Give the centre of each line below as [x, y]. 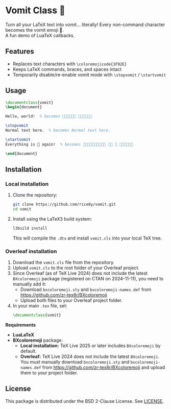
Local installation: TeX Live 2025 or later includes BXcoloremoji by [90, 346]
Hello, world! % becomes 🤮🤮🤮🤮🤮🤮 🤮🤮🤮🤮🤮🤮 [49, 116]
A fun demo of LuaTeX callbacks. [40, 35]
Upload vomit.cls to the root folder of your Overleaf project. [76, 268]
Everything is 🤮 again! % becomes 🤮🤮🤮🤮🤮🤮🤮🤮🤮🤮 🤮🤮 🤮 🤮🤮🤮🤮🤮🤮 [69, 144]
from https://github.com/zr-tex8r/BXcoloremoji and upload [103, 368]
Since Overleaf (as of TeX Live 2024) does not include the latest [80, 273]
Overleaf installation [31, 251]
